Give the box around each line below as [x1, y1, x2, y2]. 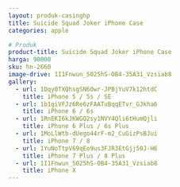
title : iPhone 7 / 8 [22, 137, 90, 145]
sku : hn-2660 [8, 63, 52, 72]
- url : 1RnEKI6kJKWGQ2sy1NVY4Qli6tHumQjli [15, 115, 158, 123]
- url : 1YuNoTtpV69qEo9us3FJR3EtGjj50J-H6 [15, 144, 158, 152]
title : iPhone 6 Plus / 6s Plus [22, 123, 129, 131]
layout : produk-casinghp [8, 11, 90, 20]
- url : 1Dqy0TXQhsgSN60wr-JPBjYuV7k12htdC [15, 85, 158, 93]
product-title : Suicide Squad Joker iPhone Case [8, 49, 172, 56]
